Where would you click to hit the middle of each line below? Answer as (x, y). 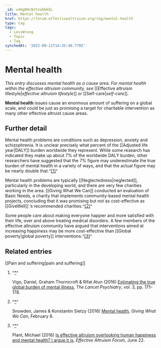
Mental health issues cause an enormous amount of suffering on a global (79, 103)
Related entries (29, 251)
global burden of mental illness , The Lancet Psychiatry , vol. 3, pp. (78, 287)
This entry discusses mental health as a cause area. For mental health (76, 83)
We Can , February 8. (33, 316)
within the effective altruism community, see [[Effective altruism (69, 88)
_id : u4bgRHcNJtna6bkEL (29, 9)
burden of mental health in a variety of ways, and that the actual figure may (80, 166)
